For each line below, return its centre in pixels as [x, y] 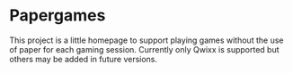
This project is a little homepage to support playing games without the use [146, 40]
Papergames [58, 16]
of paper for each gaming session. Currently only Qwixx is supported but [145, 49]
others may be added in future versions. [84, 59]
